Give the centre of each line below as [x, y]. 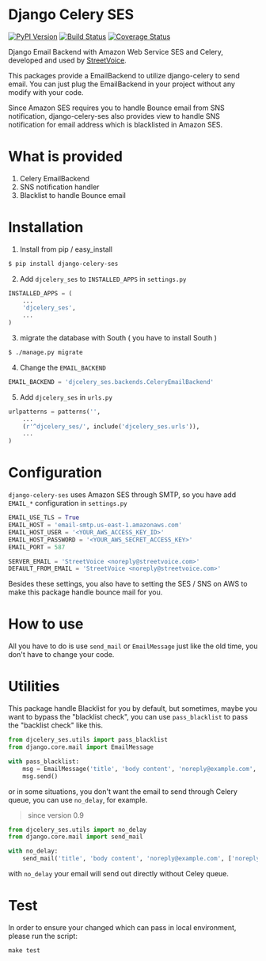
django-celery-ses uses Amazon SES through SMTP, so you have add [122, 495]
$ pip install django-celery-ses [63, 264]
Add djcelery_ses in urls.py [66, 397]
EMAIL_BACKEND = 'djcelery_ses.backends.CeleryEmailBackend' [111, 382]
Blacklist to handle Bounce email [73, 195]
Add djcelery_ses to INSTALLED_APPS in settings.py [103, 279]
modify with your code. [46, 92]
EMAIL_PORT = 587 [37, 547]
